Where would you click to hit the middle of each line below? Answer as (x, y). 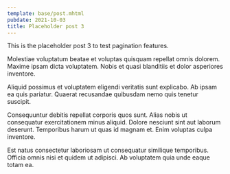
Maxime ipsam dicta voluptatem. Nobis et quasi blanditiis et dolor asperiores (115, 67)
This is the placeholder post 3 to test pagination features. (88, 46)
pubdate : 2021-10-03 (37, 20)
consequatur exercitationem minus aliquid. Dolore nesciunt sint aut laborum (114, 122)
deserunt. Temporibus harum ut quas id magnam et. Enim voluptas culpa (110, 130)
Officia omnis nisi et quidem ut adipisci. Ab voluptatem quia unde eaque (109, 157)
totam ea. (21, 165)
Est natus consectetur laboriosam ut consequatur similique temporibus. (108, 150)
